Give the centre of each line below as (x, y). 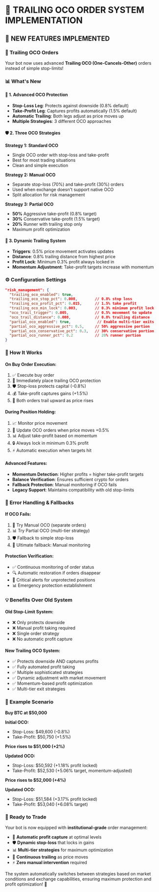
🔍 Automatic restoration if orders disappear (57, 573)
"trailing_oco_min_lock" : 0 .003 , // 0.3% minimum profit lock (82, 308)
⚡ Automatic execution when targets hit (52, 450)
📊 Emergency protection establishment (52, 585)
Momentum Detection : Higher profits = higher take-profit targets (78, 474)
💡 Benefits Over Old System (39, 600)
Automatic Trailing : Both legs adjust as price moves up (68, 116)
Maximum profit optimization (41, 229)
